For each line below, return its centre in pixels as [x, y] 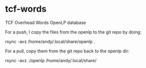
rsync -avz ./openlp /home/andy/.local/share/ [51, 60]
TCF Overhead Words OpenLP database [46, 23]
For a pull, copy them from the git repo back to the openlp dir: [67, 51]
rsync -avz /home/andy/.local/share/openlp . [50, 41]
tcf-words [26, 9]
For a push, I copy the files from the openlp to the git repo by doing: [73, 32]
